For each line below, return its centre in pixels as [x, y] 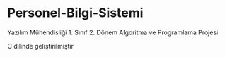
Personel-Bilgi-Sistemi [75, 13]
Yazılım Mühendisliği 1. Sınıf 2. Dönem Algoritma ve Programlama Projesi [113, 32]
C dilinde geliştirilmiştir [41, 46]
